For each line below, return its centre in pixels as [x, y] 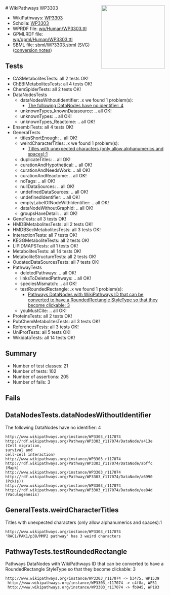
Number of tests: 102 [34, 371]
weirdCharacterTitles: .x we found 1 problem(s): [70, 143]
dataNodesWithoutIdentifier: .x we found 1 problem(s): [76, 100]
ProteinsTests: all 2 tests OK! [42, 316]
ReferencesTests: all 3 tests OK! [46, 327]
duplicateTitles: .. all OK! [45, 159]
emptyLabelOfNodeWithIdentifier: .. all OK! [65, 202]
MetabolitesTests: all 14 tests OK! [47, 251]
